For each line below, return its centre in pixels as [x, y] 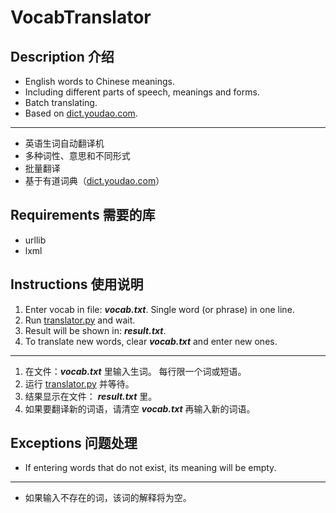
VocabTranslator [81, 17]
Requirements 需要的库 [83, 215]
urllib [35, 240]
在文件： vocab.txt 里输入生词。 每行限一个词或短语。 [135, 371]
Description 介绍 [62, 56]
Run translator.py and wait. [80, 320]
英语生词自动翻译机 [64, 143]
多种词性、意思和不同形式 [77, 155]
